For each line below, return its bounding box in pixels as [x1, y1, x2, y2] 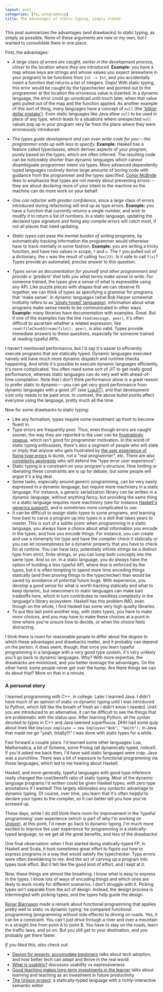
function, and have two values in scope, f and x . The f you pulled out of [12, 248, 157, 254]
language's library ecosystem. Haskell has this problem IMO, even [12, 598, 145, 604]
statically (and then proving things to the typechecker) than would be [12, 572, 151, 578]
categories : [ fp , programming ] [5, 12, 69, 17]
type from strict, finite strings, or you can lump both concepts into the [12, 551, 152, 558]
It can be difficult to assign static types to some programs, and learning [12, 510, 156, 516]
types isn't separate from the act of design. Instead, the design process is [5, 886, 153, 892]
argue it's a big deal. [12, 473, 54, 479]
